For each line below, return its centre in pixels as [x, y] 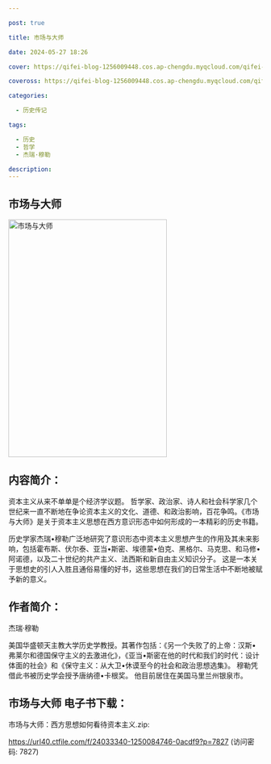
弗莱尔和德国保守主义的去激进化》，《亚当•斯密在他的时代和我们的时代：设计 [134, 655]
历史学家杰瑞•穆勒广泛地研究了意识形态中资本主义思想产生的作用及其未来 [130, 539]
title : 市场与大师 [36, 37]
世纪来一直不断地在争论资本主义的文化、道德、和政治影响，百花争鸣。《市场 [134, 511]
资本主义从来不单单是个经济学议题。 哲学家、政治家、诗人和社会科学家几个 [133, 501]
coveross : [25, 82]
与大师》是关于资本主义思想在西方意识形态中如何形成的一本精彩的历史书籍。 [135, 521]
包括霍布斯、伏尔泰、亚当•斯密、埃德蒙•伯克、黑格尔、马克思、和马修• [141, 548]
